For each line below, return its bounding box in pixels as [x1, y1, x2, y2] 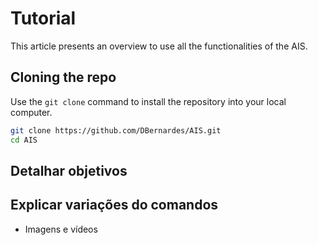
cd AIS [10, 135, 38, 145]
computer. [10, 106, 53, 118]
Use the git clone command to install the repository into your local [10, 95, 287, 107]
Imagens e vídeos [24, 223, 98, 235]
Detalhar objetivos [10, 162, 128, 179]
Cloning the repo [10, 69, 117, 86]
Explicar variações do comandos [10, 197, 219, 214]
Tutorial [10, 7, 77, 30]
